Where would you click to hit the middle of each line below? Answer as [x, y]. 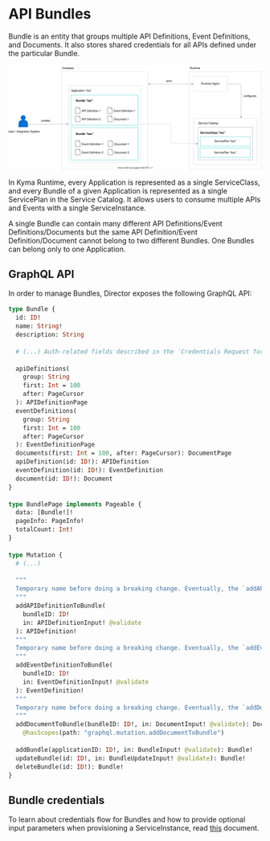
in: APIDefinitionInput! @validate [82, 623]
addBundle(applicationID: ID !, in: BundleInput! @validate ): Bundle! [134, 749]
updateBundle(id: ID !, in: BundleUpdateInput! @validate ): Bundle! [131, 758]
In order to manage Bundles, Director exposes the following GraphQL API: [130, 293]
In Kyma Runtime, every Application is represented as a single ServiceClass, [134, 182]
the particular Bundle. [44, 53]
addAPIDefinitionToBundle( [61, 606]
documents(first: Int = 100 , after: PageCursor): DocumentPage [123, 453]
